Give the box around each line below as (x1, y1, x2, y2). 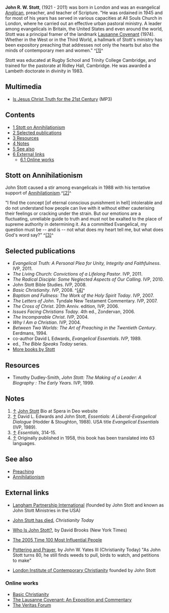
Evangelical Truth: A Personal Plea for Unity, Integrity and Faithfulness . (12, 260, 161, 266)
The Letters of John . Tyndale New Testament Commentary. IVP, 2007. (12, 298, 158, 304)
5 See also (12, 145, 35, 151)
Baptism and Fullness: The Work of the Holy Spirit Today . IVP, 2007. (12, 292, 154, 298)
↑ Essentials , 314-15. (12, 429, 57, 435)
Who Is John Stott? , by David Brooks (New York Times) (12, 527, 128, 533)
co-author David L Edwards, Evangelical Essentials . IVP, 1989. (12, 335, 142, 341)
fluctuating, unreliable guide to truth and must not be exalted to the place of (5, 216, 162, 222)
